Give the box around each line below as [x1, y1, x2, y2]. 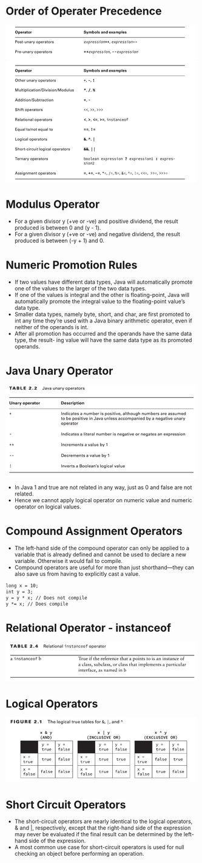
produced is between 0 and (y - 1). [14, 224, 101, 231]
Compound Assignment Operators [5, 524, 183, 538]
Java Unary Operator [5, 364, 113, 378]
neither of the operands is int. [14, 324, 89, 330]
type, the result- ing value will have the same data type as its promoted [14, 336, 192, 344]
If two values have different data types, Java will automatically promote [14, 278, 193, 285]
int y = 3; [5, 588, 33, 595]
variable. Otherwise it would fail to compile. [14, 557, 123, 564]
